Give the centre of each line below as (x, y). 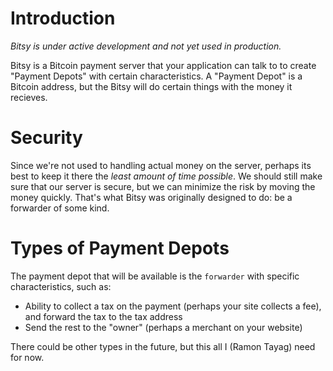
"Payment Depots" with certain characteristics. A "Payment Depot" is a (156, 76)
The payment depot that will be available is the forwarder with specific (155, 276)
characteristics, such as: (61, 286)
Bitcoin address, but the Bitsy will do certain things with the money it (151, 86)
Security (46, 138)
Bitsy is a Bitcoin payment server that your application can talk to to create (163, 65)
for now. (27, 357)
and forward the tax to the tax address (103, 316)
